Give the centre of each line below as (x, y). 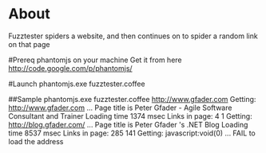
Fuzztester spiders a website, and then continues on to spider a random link (133, 36)
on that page (29, 44)
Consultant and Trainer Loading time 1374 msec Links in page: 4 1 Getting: (131, 116)
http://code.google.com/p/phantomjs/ (71, 68)
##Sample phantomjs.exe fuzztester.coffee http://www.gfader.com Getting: (132, 99)
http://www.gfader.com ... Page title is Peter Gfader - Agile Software (120, 108)
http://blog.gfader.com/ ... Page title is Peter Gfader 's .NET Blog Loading (128, 124)
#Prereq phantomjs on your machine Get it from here (95, 60)
